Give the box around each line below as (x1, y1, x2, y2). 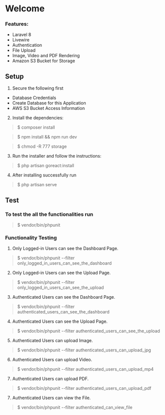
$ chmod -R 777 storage (17, 143, 67, 149)
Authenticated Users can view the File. (12, 395, 91, 401)
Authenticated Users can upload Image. (12, 338, 93, 344)
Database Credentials (12, 95, 57, 101)
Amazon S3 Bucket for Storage (12, 58, 75, 64)
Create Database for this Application (12, 100, 86, 106)
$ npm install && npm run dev (17, 134, 77, 140)
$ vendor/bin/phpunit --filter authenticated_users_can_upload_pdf (17, 385, 152, 391)
